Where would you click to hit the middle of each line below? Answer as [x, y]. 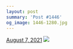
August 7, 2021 [24, 40]
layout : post [22, 12]
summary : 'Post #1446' [34, 17]
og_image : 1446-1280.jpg [37, 22]
